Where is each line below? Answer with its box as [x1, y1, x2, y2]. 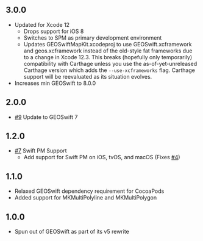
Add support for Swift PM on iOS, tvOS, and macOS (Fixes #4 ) [23, 154, 180, 161]
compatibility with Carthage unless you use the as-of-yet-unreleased [23, 60, 198, 67]
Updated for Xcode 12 [14, 21, 70, 28]
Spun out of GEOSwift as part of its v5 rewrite [14, 228, 129, 236]
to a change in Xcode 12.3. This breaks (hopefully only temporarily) [23, 53, 193, 60]
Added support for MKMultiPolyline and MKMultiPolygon [14, 194, 157, 201]
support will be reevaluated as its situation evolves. [23, 73, 152, 80]
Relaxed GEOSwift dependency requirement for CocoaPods [14, 187, 165, 195]
